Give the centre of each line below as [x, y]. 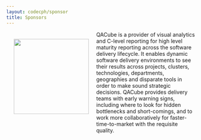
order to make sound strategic [133, 85]
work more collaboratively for [133, 117]
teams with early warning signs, [136, 98]
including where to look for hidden [139, 105]
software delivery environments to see [144, 60]
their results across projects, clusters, [143, 66]
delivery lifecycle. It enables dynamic [142, 53]
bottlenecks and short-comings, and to [144, 111]
